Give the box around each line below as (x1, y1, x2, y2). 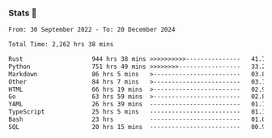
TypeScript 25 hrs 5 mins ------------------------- (8, 108, 241, 116)
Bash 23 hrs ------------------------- (8, 115, 241, 124)
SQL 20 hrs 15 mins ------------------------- (8, 123, 241, 131)
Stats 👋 (8, 7, 37, 19)
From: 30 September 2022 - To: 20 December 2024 (8, 26, 176, 34)
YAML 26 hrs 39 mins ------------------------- (8, 101, 241, 109)
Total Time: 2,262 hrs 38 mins (8, 41, 114, 49)
